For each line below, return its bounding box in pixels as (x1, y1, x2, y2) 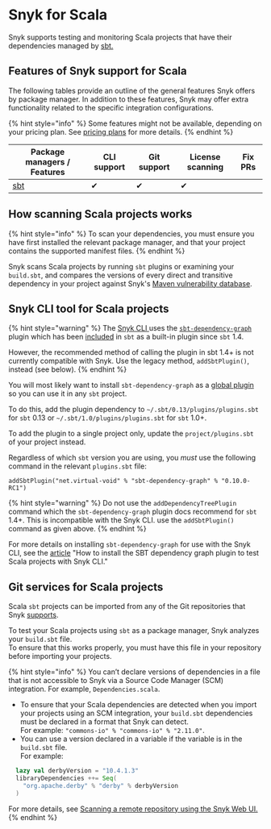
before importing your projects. (8, 652, 112, 661)
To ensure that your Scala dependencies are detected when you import (19, 700, 257, 710)
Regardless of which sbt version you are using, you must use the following (8, 453, 256, 463)
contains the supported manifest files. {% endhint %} (8, 246, 186, 256)
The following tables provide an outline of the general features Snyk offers (8, 85, 256, 95)
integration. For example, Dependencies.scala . (8, 684, 161, 694)
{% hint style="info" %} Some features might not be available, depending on (8, 119, 262, 128)
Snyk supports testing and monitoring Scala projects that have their (8, 32, 232, 42)
